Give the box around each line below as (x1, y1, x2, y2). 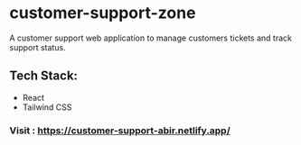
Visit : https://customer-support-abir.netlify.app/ (9, 124, 230, 137)
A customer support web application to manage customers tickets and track (9, 32, 292, 43)
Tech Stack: (9, 68, 79, 84)
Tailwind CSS (22, 102, 72, 113)
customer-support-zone (9, 3, 196, 23)
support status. (9, 41, 66, 52)
